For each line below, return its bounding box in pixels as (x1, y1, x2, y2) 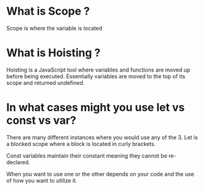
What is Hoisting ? (6, 46, 101, 60)
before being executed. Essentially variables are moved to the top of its (6, 72, 186, 80)
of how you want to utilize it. (6, 177, 78, 184)
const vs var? (6, 114, 76, 128)
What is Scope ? (6, 4, 90, 18)
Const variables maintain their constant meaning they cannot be (6, 152, 168, 159)
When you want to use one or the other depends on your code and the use (6, 170, 194, 178)
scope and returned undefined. (6, 79, 85, 86)
